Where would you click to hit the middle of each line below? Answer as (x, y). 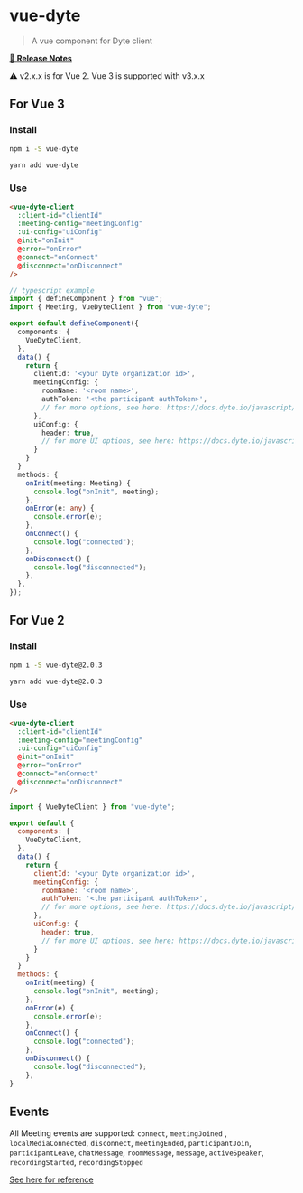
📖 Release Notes (41, 58)
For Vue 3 (37, 104)
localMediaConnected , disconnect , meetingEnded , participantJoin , (130, 1143)
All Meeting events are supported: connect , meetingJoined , (118, 1133)
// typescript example (52, 290)
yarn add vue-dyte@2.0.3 (56, 681)
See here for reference (51, 1179)
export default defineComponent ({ (74, 324)
